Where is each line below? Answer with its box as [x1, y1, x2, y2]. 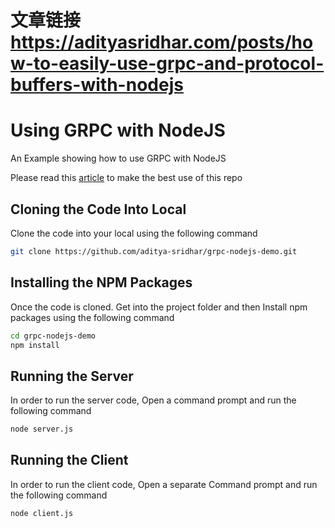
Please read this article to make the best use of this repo [10, 172, 243, 184]
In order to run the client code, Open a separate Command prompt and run [10, 478, 318, 490]
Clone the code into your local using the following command [10, 227, 258, 239]
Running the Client [10, 452, 129, 469]
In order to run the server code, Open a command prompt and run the [10, 394, 297, 406]
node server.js [10, 424, 74, 435]
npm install [10, 340, 60, 350]
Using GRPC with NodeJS [10, 119, 226, 142]
